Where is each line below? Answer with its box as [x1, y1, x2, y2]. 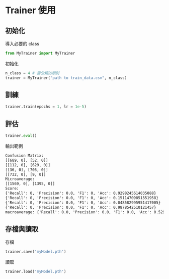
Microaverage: [5, 176, 35, 182]
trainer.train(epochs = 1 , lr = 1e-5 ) [5, 104, 87, 109]
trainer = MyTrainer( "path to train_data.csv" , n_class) [5, 75, 127, 80]
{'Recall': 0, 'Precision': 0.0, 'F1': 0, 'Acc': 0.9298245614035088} [5, 191, 156, 196]
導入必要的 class [5, 41, 39, 46]
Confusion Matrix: [5, 153, 44, 158]
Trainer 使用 [5, 5, 56, 16]
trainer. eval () [5, 133, 37, 138]
